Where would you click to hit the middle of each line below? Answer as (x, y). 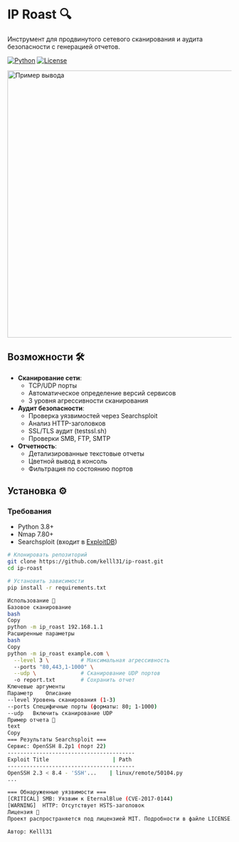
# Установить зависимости (46, 581)
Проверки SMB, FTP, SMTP (69, 438)
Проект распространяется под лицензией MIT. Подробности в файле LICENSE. (121, 818)
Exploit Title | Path (70, 759)
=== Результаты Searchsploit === (57, 740)
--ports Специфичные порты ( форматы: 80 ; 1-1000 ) (83, 707)
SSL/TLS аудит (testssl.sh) (68, 431)
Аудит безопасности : (51, 408)
